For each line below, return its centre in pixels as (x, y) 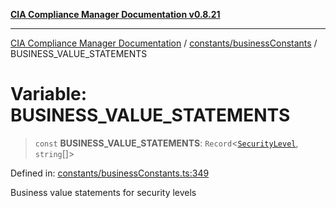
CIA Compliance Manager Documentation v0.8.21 (115, 14)
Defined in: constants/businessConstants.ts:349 (110, 173)
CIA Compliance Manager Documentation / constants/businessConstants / (164, 43)
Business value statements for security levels (103, 192)
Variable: (49, 94)
